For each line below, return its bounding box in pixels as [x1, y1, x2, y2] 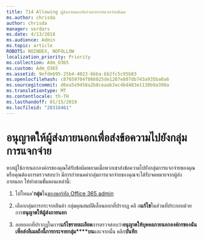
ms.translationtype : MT [6, 88, 67, 94]
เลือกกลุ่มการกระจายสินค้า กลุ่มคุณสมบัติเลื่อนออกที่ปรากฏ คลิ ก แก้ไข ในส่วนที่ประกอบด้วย [15, 202, 192, 210]
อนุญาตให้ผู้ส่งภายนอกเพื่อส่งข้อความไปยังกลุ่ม [6, 131, 187, 144]
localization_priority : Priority [6, 54, 91, 60]
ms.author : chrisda [6, 15, 56, 21]
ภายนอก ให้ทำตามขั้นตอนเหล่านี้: [6, 178, 72, 185]
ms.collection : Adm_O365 [6, 59, 69, 65]
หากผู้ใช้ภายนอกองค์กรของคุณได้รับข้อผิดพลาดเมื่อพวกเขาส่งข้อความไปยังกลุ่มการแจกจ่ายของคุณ [6, 164, 196, 171]
